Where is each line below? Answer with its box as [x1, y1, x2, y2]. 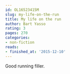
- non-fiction [5, 40, 35, 45]
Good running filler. [5, 63, 45, 69]
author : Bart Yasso [5, 21, 46, 26]
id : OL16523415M [5, 7, 39, 12]
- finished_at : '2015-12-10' [5, 49, 66, 54]
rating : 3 [5, 26, 26, 31]
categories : [5, 35, 30, 40]
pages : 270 [5, 30, 28, 35]
